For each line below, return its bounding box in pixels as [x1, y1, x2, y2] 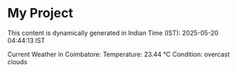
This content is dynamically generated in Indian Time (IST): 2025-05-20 [7, 29, 219, 37]
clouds [7, 57, 28, 66]
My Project [7, 5, 74, 21]
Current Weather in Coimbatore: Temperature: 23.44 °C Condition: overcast [7, 50, 230, 58]
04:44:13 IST [7, 36, 46, 44]
